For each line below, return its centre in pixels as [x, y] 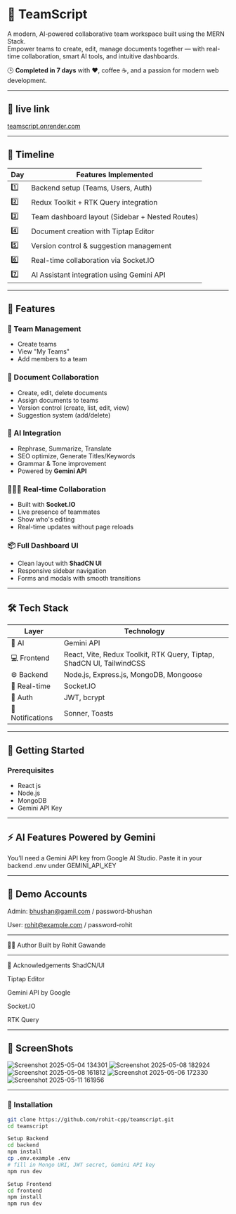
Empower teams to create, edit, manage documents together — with [106, 49]
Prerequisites [31, 770]
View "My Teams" [44, 351]
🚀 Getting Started [46, 750]
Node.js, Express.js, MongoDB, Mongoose [133, 675]
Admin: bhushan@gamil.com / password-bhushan [80, 911]
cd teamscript [28, 1126]
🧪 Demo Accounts [47, 895]
